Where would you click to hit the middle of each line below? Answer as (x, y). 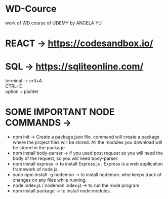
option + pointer (22, 91)
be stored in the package (38, 147)
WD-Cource (31, 9)
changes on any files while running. (50, 180)
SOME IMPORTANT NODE (60, 112)
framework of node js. (36, 169)
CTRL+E (14, 86)
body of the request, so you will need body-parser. (66, 158)
